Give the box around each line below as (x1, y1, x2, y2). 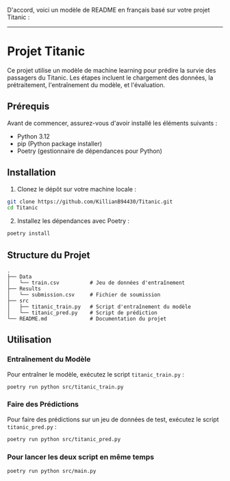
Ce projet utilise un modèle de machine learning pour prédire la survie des (7, 66, 216, 74)
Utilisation (7, 334, 52, 346)
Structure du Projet (7, 249, 90, 261)
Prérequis (7, 101, 50, 113)
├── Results (7, 285, 41, 292)
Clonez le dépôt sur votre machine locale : (16, 185, 137, 193)
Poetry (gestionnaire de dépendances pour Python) (16, 147, 163, 155)
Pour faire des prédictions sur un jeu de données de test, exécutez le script (7, 415, 219, 423)
